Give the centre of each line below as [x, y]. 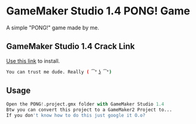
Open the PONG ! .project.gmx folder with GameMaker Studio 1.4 [85, 104]
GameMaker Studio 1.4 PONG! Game [98, 11]
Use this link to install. [33, 61]
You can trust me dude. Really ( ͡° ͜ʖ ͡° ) [59, 72]
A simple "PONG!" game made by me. [53, 28]
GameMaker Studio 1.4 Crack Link [71, 46]
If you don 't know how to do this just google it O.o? [76, 116]
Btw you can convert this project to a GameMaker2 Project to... [89, 110]
